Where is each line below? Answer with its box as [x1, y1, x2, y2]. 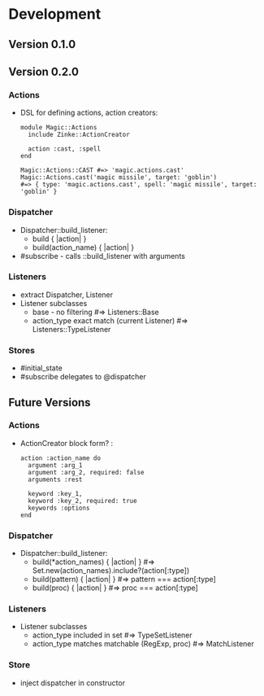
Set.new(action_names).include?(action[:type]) [32, 566, 190, 576]
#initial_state [19, 363, 63, 373]
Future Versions [8, 396, 91, 409]
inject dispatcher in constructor [19, 677, 126, 688]
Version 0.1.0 [8, 37, 76, 51]
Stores [8, 344, 35, 356]
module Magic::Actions [19, 124, 97, 132]
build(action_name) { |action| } [32, 242, 135, 252]
